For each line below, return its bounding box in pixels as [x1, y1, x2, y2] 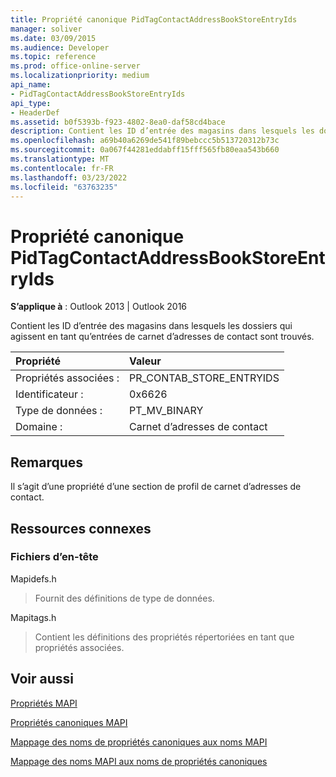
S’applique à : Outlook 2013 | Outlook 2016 [10, 301, 188, 313]
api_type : [10, 98, 52, 108]
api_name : [10, 80, 52, 90]
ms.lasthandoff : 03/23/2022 [10, 172, 128, 183]
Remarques [10, 454, 84, 471]
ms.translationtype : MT [10, 154, 110, 164]
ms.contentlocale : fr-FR [10, 163, 114, 173]
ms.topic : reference [10, 52, 97, 62]
